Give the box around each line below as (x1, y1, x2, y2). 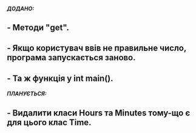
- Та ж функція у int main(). (7, 73, 114, 83)
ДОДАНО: (7, 5, 35, 12)
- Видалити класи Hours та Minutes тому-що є (7, 107, 191, 118)
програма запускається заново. (7, 52, 136, 63)
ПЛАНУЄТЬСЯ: (7, 90, 47, 97)
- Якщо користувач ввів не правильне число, (7, 43, 187, 53)
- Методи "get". (7, 22, 69, 33)
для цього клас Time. (7, 117, 92, 128)
